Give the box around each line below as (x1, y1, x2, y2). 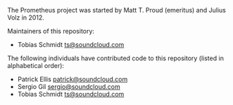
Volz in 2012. (7, 13, 44, 22)
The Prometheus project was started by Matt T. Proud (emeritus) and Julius (7, 6, 227, 14)
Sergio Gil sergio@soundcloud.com (17, 83, 121, 90)
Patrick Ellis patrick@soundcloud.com (17, 75, 128, 83)
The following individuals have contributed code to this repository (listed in (7, 54, 224, 62)
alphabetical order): (7, 62, 65, 69)
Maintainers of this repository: (7, 27, 95, 35)
